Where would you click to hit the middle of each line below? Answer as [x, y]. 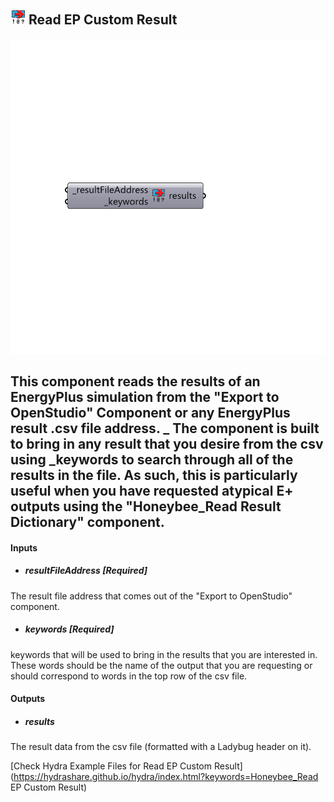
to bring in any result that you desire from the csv [167, 444]
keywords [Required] [69, 629]
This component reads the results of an [135, 381]
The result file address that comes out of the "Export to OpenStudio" [151, 596]
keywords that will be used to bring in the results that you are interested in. [164, 654]
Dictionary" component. [87, 522]
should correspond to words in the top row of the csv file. [129, 676]
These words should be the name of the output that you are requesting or [161, 665]
